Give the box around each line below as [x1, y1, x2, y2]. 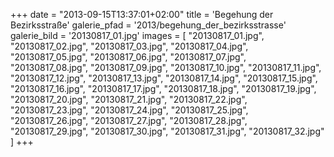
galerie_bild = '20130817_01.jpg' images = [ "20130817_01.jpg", [10, 30, 265, 41]
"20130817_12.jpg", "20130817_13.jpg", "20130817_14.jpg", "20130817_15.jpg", [10, 72, 318, 84]
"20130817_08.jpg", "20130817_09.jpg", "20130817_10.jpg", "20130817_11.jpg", [10, 62, 322, 73]
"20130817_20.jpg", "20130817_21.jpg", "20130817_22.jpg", [10, 94, 248, 105]
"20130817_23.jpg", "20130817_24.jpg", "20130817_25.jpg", [10, 104, 249, 116]
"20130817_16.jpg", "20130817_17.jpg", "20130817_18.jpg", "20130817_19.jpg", [10, 83, 317, 94]
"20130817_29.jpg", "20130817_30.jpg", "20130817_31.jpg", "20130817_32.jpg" [10, 125, 325, 137]
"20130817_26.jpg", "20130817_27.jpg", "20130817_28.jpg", [10, 115, 248, 126]
